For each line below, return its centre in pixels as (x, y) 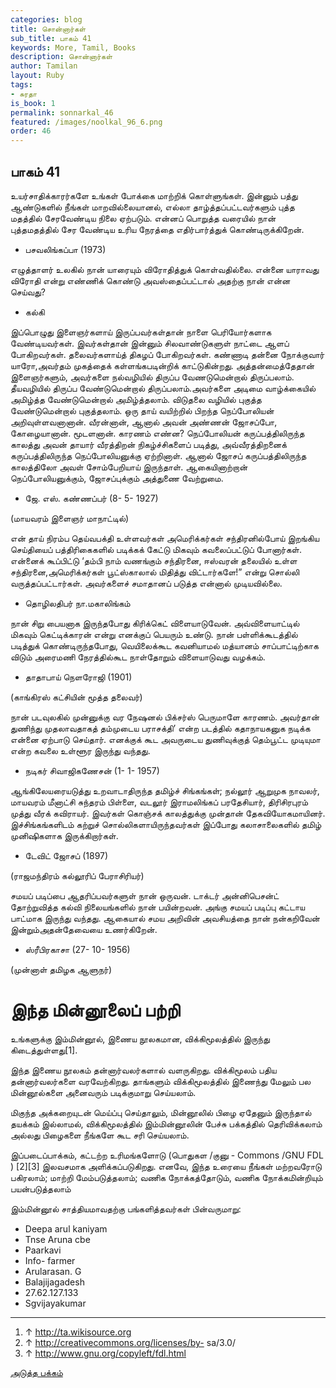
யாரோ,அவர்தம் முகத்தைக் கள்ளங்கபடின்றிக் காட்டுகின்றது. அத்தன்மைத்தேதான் (162, 365)
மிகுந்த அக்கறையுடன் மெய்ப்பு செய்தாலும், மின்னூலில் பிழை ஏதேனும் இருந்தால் (161, 1112)
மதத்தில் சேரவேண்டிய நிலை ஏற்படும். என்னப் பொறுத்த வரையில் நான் (143, 218)
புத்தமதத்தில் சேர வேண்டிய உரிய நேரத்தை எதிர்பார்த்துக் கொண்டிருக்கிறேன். (157, 229)
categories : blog (46, 19)
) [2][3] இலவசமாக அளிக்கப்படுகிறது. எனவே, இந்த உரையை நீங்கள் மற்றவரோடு (166, 1166)
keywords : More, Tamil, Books (73, 47)
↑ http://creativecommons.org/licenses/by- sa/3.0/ (130, 1342)
